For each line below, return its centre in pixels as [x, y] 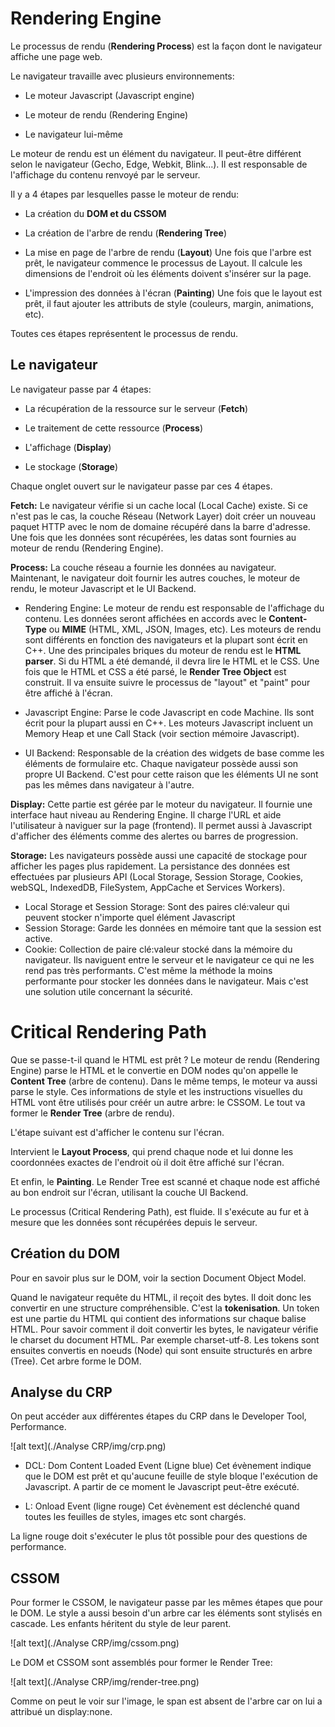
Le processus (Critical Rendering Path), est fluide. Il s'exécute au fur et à [160, 1211]
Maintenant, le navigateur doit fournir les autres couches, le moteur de [155, 578]
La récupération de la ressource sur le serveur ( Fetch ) [136, 408]
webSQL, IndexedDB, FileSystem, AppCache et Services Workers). [148, 887]
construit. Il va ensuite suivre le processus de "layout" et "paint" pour [167, 682]
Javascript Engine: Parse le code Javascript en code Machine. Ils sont [169, 712]
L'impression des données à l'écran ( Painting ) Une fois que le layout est [173, 293]
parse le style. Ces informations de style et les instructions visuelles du [156, 1091]
